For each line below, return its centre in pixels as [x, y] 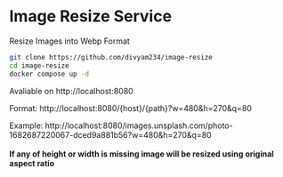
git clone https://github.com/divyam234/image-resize [111, 57]
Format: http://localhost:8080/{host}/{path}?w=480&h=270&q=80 [130, 108]
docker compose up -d [49, 74]
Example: [26, 125]
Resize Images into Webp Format [70, 41]
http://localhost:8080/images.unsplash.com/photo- [139, 125]
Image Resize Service [90, 16]
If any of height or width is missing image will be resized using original [141, 154]
